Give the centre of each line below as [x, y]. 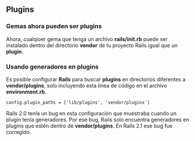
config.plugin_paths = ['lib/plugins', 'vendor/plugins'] [78, 102]
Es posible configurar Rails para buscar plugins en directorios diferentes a [96, 79]
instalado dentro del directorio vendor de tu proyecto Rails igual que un [92, 45]
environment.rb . [26, 92]
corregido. [19, 132]
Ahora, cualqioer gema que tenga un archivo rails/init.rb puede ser [87, 39]
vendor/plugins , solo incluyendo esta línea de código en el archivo [87, 85]
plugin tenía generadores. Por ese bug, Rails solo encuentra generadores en [98, 119]
